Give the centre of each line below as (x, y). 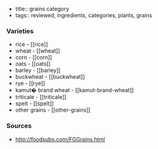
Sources (19, 126)
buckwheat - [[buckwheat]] (50, 77)
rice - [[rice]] (32, 45)
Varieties (20, 31)
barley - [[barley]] (38, 70)
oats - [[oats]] (33, 64)
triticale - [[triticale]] (41, 97)
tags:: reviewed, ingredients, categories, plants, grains (84, 15)
